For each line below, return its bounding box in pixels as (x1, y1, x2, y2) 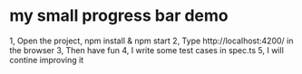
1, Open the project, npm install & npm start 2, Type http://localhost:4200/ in (9, 35, 294, 46)
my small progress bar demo (9, 5, 229, 26)
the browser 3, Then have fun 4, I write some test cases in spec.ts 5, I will (9, 44, 284, 55)
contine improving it (9, 54, 84, 65)
